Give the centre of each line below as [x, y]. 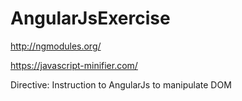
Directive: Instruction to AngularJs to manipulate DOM [121, 84]
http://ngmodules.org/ [56, 46]
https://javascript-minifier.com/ [74, 65]
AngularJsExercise [90, 18]
